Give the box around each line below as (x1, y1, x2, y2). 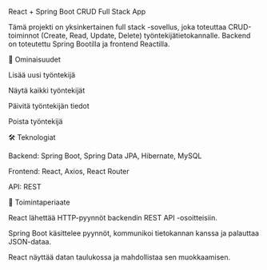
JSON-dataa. (8, 237, 52, 246)
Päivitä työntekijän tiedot (8, 101, 90, 110)
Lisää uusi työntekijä (8, 70, 76, 79)
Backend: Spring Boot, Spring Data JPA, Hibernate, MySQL (8, 151, 202, 161)
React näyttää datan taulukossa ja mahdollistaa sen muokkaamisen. (8, 252, 231, 262)
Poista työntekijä (8, 117, 63, 126)
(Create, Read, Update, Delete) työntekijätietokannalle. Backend (41, 31, 251, 40)
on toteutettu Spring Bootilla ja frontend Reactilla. (8, 39, 170, 49)
